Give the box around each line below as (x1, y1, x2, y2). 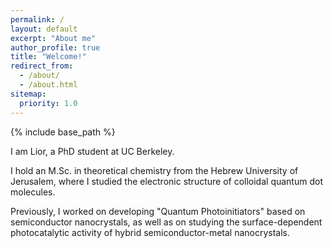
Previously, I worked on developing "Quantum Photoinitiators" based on (10, 205, 306, 217)
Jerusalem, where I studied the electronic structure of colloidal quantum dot (10, 175, 323, 187)
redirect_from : (10, 61, 74, 71)
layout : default (10, 24, 78, 34)
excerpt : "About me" (10, 33, 97, 43)
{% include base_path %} (10, 126, 116, 138)
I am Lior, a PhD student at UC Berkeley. (10, 145, 175, 157)
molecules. (10, 186, 56, 198)
